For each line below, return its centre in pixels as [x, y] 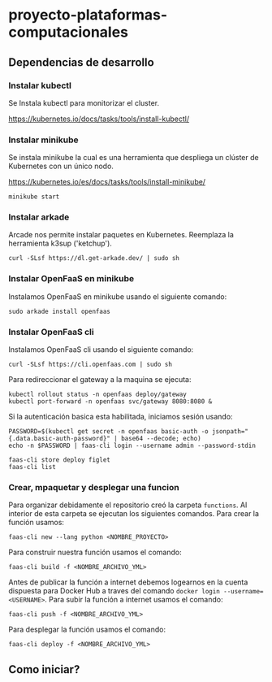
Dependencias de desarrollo [81, 62]
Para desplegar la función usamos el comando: [87, 630]
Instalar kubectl [40, 85]
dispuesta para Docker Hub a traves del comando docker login [114, 591]
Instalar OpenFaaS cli [52, 332]
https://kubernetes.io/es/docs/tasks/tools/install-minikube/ [107, 182]
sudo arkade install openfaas [60, 311]
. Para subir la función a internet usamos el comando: [134, 600]
